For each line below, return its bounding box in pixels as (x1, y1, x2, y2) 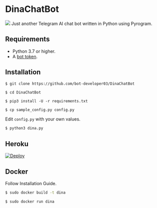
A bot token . (12, 53, 38, 59)
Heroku (5, 139, 29, 148)
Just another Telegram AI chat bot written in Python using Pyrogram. (11, 20, 153, 26)
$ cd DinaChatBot (5, 90, 41, 95)
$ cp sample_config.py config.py (5, 107, 75, 112)
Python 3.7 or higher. (12, 48, 56, 54)
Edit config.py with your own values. (5, 116, 81, 122)
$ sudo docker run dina (5, 199, 55, 204)
